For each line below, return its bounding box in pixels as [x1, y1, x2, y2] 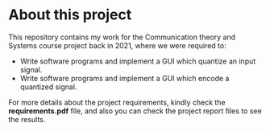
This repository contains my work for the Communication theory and [8, 32, 236, 42]
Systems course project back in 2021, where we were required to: [8, 40, 227, 50]
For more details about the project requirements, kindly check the [8, 97, 226, 107]
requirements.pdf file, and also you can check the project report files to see [8, 106, 262, 116]
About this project [8, 6, 132, 24]
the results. [8, 114, 46, 124]
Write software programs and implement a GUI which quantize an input [19, 56, 256, 66]
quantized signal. [19, 82, 77, 92]
